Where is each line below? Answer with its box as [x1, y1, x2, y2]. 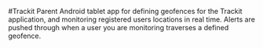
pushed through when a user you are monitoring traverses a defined [8, 23, 229, 32]
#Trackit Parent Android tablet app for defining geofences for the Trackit [8, 7, 243, 15]
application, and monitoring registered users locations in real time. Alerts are [8, 15, 255, 24]
